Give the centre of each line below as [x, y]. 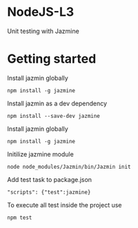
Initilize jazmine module [40, 154]
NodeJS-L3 [41, 12]
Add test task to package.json [49, 179]
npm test [20, 218]
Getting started [52, 59]
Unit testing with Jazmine [43, 31]
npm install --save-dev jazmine [53, 116]
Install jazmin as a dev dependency [57, 103]
